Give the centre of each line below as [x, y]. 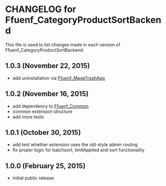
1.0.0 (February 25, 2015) [45, 166]
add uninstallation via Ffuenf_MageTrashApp [59, 78]
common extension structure [42, 111]
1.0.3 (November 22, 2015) [48, 66]
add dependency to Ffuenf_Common [51, 106]
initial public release [33, 178]
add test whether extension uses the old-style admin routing [75, 145]
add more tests [28, 116]
